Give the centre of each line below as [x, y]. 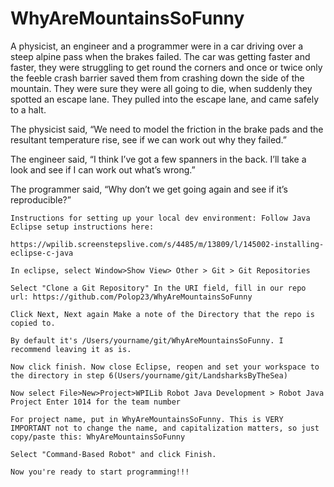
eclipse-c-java [42, 253]
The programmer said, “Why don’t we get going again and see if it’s [149, 189]
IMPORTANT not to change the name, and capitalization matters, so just [165, 428]
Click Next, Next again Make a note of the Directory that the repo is [162, 314]
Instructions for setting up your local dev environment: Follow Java [160, 218]
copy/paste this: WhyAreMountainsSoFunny [98, 437]
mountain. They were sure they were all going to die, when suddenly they [161, 88]
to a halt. [28, 109]
